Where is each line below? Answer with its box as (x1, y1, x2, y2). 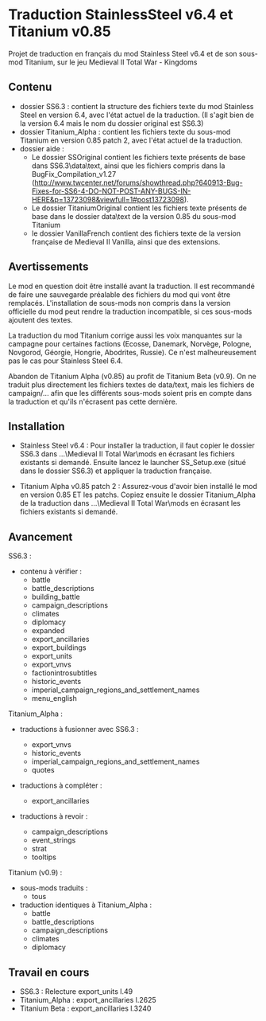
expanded (31, 626, 65, 636)
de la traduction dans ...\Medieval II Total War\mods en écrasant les (19, 499, 241, 508)
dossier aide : (19, 143, 65, 153)
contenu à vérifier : (19, 567, 82, 577)
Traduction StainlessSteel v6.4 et (8, 6, 233, 24)
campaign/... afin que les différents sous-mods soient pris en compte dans (8, 388, 253, 397)
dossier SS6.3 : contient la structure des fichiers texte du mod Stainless (19, 101, 254, 111)
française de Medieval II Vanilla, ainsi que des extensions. (31, 237, 221, 246)
